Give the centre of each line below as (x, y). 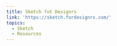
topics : (16, 23)
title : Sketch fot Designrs (42, 12)
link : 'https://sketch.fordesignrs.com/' (59, 17)
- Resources (27, 34)
